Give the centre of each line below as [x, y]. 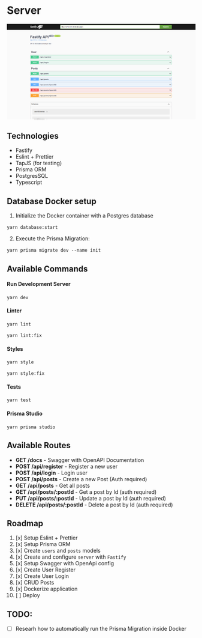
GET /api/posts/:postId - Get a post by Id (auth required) [86, 492]
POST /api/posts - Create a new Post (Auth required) [81, 479]
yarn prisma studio [31, 427]
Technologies [33, 136]
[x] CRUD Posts [35, 583]
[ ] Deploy [28, 595]
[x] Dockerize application [46, 589]
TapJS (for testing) [39, 163]
